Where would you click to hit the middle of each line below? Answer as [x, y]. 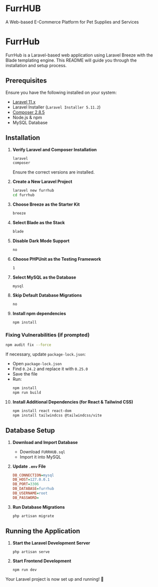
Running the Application [43, 531]
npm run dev [24, 570]
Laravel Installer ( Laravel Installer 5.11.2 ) [56, 107]
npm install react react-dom [42, 411]
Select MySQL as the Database [44, 277]
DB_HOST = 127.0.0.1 [31, 480]
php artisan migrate [33, 516]
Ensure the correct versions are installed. [54, 172]
